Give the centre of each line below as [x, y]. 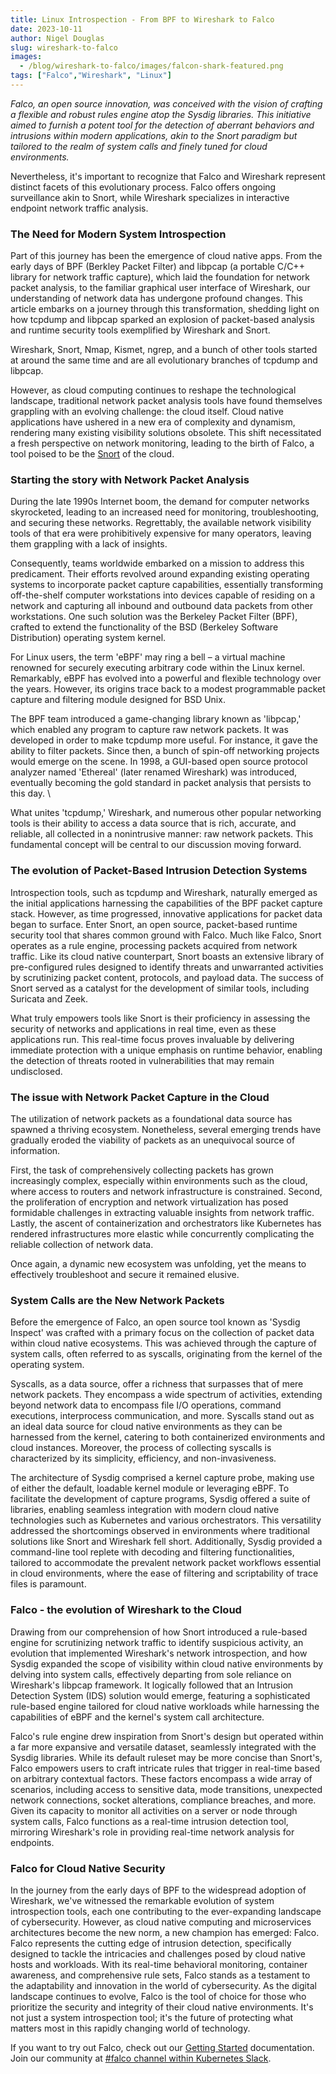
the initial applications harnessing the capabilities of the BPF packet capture [166, 903]
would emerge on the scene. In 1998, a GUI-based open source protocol [159, 762]
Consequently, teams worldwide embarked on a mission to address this [157, 563]
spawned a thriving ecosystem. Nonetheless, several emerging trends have [166, 1130]
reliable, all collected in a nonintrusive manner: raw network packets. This [162, 834]
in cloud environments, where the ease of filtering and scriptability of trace [164, 1573]
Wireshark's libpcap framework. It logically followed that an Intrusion [152, 1685]
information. [35, 1151]
